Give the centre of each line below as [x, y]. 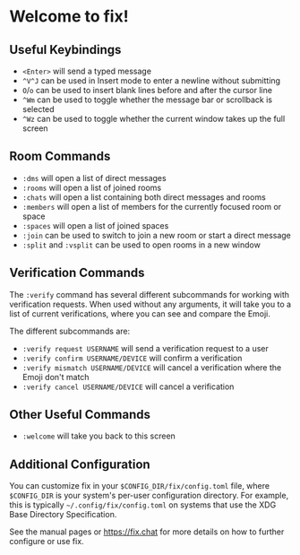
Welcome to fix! [69, 17]
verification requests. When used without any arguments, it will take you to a [150, 304]
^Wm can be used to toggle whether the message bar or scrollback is [147, 100]
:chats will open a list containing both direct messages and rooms [144, 197]
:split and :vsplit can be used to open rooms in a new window [141, 245]
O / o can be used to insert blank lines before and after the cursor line [147, 90]
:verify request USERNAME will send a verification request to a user [145, 348]
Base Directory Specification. [63, 515]
